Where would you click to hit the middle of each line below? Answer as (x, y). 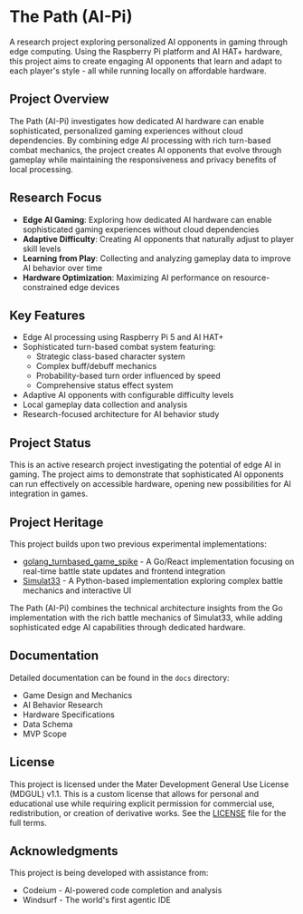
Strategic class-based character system (110, 356)
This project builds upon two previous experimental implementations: (138, 544)
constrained (45, 287)
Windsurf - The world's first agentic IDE (97, 900)
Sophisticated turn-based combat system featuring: (119, 347)
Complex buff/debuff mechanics (96, 366)
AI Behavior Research (63, 705)
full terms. (28, 822)
